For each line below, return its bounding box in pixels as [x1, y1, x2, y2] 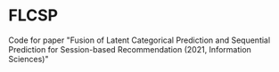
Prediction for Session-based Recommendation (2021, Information [8, 44, 251, 54]
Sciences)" [8, 53, 49, 64]
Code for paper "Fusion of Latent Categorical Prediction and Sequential [8, 35, 271, 45]
